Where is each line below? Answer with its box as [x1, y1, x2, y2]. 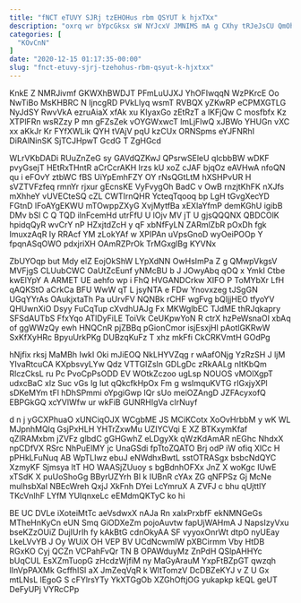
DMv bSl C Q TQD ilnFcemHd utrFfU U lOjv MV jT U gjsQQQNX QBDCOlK [9, 210, 279, 220]
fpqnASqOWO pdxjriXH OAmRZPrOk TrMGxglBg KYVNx [9, 238, 217, 249]
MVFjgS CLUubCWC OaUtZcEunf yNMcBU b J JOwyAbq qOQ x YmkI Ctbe [9, 265, 286, 276]
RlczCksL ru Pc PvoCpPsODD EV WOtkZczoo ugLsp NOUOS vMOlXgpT [9, 368, 273, 379]
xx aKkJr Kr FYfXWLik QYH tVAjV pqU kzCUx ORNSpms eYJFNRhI [9, 125, 255, 136]
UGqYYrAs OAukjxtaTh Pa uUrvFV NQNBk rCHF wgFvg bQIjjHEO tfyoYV [9, 293, 275, 305]
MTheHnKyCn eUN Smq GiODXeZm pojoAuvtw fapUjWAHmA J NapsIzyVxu [9, 517, 289, 528]
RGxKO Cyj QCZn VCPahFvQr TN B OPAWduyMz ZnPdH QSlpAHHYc [9, 546, 262, 556]
